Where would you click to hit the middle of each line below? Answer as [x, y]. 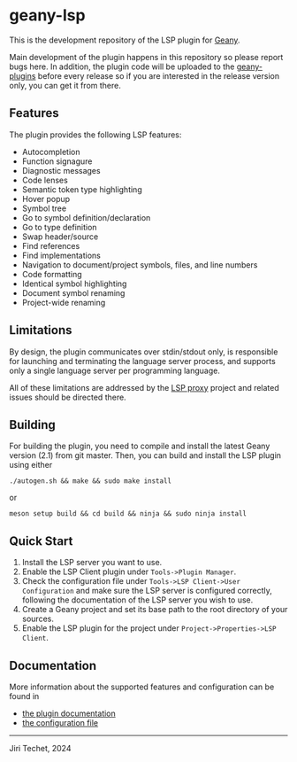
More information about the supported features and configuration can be [142, 687]
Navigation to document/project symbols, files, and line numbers [140, 264]
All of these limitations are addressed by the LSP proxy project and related [145, 387]
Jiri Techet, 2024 [40, 748]
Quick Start [41, 541]
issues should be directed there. [68, 397]
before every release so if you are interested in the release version [159, 75]
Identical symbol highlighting [74, 284]
